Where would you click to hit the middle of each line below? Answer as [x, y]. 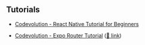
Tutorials [23, 10]
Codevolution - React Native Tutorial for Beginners [77, 24]
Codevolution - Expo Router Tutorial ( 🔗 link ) [68, 36]
